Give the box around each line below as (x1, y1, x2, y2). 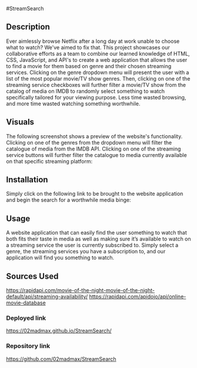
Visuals (6, 117, 34, 127)
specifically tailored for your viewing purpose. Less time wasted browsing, (6, 93, 186, 101)
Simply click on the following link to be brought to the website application (6, 190, 183, 198)
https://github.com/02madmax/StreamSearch (6, 355, 116, 362)
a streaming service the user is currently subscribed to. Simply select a (6, 242, 179, 249)
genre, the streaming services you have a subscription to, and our (6, 248, 166, 255)
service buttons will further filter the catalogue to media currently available (6, 151, 187, 158)
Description (6, 22, 50, 32)
